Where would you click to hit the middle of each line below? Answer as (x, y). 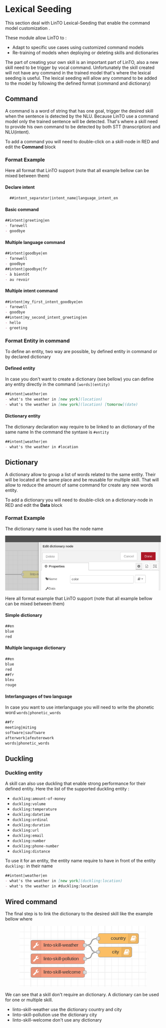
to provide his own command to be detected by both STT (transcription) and (83, 126)
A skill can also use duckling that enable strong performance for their (76, 784)
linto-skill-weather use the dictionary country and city (67, 1009)
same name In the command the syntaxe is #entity (57, 432)
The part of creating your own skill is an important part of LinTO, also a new (82, 62)
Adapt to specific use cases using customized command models (78, 47)
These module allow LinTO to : (36, 38)
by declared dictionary (28, 357)
